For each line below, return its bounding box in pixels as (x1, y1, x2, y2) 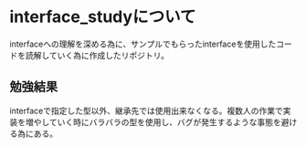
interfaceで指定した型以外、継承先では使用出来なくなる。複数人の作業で (9, 105, 283, 116)
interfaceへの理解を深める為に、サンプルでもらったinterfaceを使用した (9, 38, 277, 49)
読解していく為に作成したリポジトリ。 (25, 49, 170, 60)
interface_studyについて (9, 6, 196, 27)
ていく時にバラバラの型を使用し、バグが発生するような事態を (48, 116, 281, 127)
